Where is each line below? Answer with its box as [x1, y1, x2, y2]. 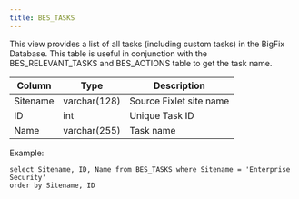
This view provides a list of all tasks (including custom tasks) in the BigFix [9, 38, 285, 49]
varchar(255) [63, 124, 121, 136]
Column [16, 79, 52, 92]
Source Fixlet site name [129, 95, 230, 107]
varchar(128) [63, 95, 121, 107]
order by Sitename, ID [9, 181, 95, 190]
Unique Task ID [129, 109, 194, 122]
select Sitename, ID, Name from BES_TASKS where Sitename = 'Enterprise [9, 164, 291, 174]
